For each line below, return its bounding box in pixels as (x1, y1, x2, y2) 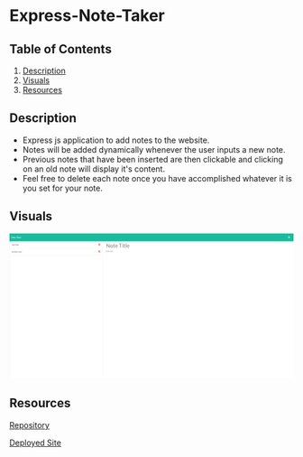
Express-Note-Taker (9, 5, 165, 26)
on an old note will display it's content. (22, 163, 165, 174)
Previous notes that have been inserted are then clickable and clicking (22, 154, 284, 164)
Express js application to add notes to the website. (22, 135, 210, 145)
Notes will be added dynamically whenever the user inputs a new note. (22, 144, 286, 154)
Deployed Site (9, 437, 61, 448)
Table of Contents (9, 42, 113, 57)
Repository (9, 419, 50, 430)
